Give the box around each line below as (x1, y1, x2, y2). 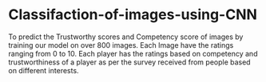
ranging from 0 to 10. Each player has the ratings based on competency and (8, 49, 258, 58)
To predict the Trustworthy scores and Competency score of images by (8, 32, 244, 41)
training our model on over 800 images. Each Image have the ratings (8, 40, 234, 49)
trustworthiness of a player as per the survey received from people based (8, 57, 251, 67)
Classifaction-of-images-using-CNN (8, 6, 258, 24)
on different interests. (8, 65, 79, 75)
